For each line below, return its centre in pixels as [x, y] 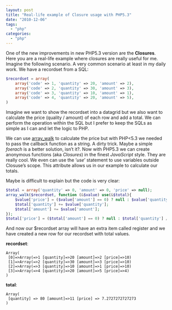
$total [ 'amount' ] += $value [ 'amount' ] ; [57, 209]
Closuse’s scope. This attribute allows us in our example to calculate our [82, 165]
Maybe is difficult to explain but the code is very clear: [63, 181]
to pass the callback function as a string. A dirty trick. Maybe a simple [79, 144]
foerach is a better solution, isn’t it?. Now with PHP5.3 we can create [78, 149]
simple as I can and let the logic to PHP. [47, 129]
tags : [11, 24]
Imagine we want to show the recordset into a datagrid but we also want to [84, 112]
